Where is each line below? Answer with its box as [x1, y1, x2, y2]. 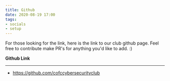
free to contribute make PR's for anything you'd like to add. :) [5, 46, 133, 52]
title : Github [5, 7, 35, 13]
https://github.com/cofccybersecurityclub [12, 70, 100, 76]
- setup [5, 26, 22, 31]
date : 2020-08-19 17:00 [5, 12, 56, 17]
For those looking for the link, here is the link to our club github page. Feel [5, 40, 159, 46]
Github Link [5, 55, 30, 61]
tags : [5, 17, 17, 22]
